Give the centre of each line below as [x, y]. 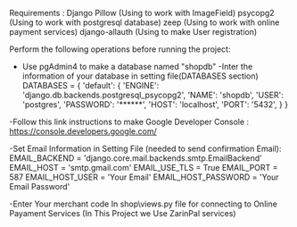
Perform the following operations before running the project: [120, 49]
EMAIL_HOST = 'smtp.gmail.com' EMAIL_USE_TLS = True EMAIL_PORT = [144, 168]
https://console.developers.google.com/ [83, 131]
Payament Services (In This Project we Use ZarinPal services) [123, 213]
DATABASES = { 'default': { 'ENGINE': [91, 85]
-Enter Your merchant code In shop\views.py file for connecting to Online [144, 204]
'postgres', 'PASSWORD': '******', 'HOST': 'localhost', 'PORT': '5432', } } [155, 105]
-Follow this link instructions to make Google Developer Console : [129, 122]
